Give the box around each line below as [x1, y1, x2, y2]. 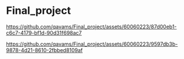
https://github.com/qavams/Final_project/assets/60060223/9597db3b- [6, 40, 178, 47]
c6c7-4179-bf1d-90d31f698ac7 [6, 29, 82, 36]
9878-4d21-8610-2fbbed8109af [6, 46, 83, 53]
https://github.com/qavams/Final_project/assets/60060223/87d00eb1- [6, 23, 177, 30]
